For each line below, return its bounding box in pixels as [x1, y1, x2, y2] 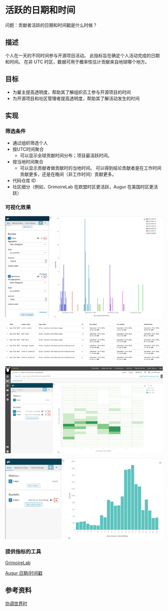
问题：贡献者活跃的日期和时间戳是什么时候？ [5, 22, 97, 28]
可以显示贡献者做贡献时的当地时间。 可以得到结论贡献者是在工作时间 [19, 165, 161, 171]
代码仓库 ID [12, 177, 36, 183]
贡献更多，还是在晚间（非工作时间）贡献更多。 [19, 171, 116, 177]
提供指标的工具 [5, 548, 41, 555]
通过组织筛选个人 [12, 140, 48, 146]
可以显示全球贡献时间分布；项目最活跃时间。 [19, 152, 112, 158]
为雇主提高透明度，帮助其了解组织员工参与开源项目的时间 [12, 89, 131, 95]
